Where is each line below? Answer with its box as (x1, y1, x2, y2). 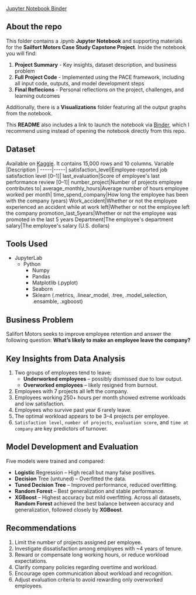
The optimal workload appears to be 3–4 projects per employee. (14, 412, 170, 420)
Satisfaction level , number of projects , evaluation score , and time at (14, 419, 189, 426)
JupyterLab (14, 254, 43, 262)
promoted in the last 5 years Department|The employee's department (6, 216, 174, 223)
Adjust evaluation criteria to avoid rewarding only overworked (14, 576, 163, 583)
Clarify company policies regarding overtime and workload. (14, 563, 158, 570)
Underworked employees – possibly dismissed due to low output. (23, 376, 183, 383)
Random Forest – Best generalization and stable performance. (14, 487, 165, 494)
